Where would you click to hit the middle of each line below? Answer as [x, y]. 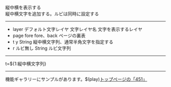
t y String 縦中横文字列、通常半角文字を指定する [63, 42]
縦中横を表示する [23, 7]
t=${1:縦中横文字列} [26, 64]
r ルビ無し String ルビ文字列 [42, 48]
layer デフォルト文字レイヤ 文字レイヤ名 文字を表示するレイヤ [77, 29]
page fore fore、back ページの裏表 [49, 35]
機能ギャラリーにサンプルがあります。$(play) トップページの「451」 [76, 79]
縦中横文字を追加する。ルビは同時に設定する [52, 14]
